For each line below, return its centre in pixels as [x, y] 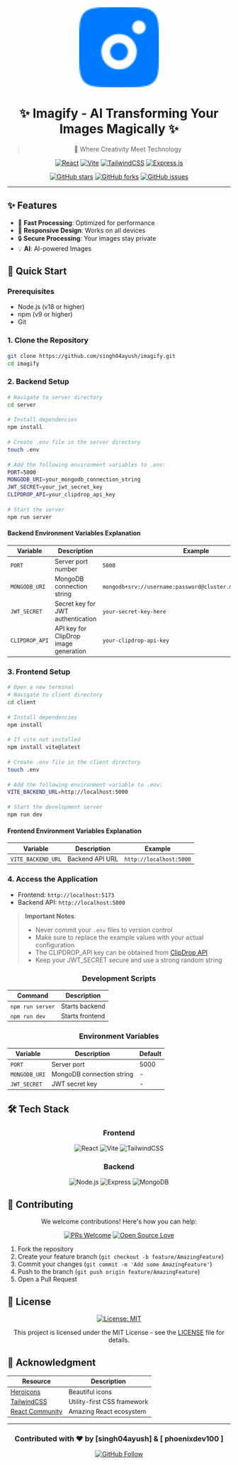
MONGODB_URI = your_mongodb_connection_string [74, 480]
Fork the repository [46, 1249]
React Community [36, 1412]
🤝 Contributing [40, 1204]
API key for [70, 628]
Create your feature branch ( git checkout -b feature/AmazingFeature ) [121, 1257]
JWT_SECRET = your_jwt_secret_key [55, 487]
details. [119, 1340]
